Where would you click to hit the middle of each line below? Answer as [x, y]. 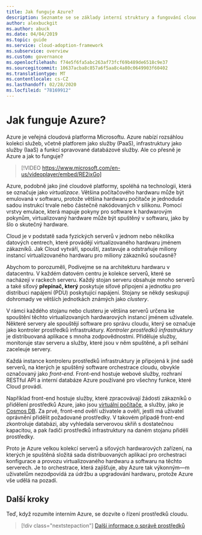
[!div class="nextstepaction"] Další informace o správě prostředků [103, 525]
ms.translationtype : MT [36, 74]
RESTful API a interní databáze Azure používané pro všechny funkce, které [99, 380]
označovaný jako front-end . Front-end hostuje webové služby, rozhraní [94, 373]
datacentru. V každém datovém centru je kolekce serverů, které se [89, 273]
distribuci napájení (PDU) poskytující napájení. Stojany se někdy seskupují [98, 293]
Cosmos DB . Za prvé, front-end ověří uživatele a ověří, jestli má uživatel [95, 411]
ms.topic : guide [26, 40]
